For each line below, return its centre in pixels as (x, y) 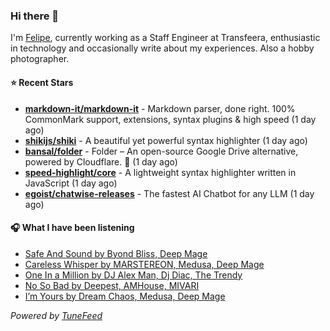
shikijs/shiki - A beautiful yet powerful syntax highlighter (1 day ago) (166, 140)
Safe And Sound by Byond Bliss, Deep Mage (116, 253)
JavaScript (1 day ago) (71, 183)
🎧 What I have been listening (72, 228)
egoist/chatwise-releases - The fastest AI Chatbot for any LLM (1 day (169, 193)
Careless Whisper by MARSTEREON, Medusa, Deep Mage (144, 264)
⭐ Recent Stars (42, 82)
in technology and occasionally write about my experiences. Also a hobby (162, 48)
